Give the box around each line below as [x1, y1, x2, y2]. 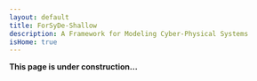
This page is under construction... [9, 62, 138, 72]
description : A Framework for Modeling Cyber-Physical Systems [9, 29, 249, 38]
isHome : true [9, 37, 58, 47]
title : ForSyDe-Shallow [9, 21, 98, 30]
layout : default [9, 12, 69, 22]
